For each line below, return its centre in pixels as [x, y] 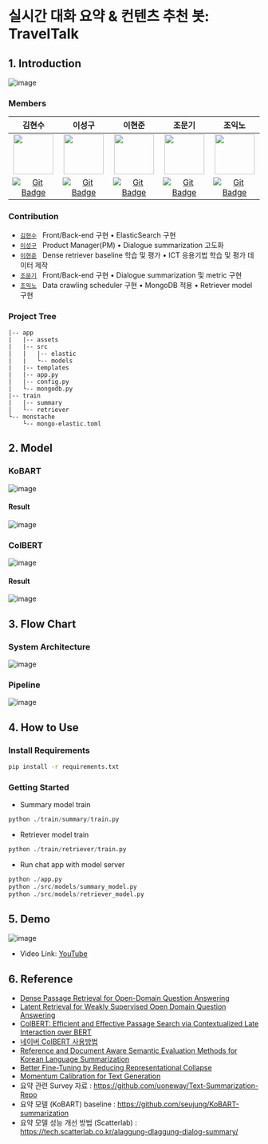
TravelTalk [44, 34]
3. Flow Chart [42, 624]
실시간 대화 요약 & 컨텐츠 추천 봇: [109, 16]
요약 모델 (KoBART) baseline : [67, 1104]
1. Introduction [45, 64]
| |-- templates [39, 368]
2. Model [31, 448]
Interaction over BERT [55, 1032]
